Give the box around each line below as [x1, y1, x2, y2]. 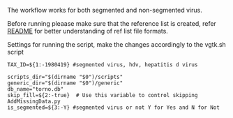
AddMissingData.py [7, 98, 61, 105]
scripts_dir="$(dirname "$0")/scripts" [7, 73, 123, 80]
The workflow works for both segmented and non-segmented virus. [7, 6, 202, 14]
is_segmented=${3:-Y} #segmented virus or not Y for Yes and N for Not [7, 104, 220, 111]
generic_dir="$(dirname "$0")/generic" [7, 80, 123, 87]
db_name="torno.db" [7, 86, 64, 93]
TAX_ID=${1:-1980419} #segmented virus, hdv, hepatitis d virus [7, 61, 198, 68]
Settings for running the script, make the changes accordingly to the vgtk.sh [7, 40, 227, 48]
